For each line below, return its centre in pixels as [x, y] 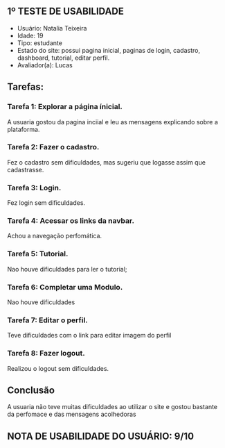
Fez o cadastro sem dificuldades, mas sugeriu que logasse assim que [107, 162]
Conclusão [31, 390]
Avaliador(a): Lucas [45, 65]
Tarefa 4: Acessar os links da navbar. [71, 221]
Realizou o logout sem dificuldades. [58, 368]
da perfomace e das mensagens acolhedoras [72, 414]
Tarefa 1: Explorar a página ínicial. [65, 107]
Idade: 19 [30, 35]
